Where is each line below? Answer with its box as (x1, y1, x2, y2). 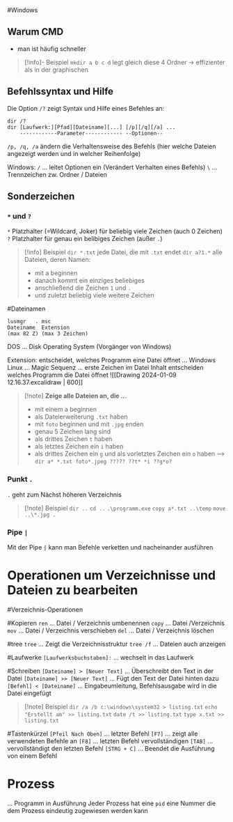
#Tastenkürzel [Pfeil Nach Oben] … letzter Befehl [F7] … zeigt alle (7, 729, 198, 738)
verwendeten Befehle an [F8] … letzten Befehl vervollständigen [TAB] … (7, 736, 214, 745)
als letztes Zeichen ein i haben (34, 442, 124, 451)
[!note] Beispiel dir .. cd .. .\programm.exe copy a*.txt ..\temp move (24, 504, 226, 512)
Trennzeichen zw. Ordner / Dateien (7, 170, 108, 178)
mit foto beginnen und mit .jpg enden (34, 420, 144, 428)
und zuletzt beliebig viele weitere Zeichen (34, 291, 154, 300)
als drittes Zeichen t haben (34, 435, 113, 443)
